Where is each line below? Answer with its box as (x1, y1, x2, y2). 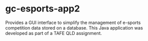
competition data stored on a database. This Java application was (5, 24, 143, 30)
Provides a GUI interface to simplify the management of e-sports (5, 19, 141, 25)
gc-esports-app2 (5, 3, 80, 14)
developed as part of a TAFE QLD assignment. (5, 30, 102, 36)
